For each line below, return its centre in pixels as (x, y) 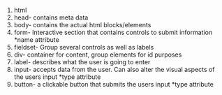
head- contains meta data (51, 17)
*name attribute (36, 40)
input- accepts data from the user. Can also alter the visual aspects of (114, 70)
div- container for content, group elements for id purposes (98, 54)
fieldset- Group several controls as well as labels (84, 47)
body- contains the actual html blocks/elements (82, 25)
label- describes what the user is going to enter (82, 62)
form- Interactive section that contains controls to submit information (113, 32)
